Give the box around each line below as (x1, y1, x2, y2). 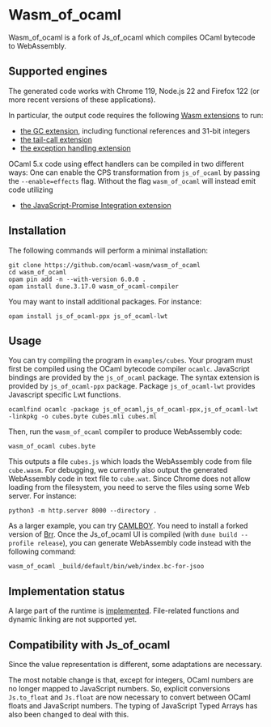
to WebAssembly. (8, 40, 67, 50)
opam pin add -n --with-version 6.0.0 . (8, 275, 147, 283)
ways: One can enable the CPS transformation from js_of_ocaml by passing (8, 168, 260, 177)
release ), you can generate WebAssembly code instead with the (37, 538, 252, 548)
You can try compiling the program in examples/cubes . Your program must (8, 355, 253, 365)
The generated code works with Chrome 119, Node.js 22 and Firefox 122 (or (8, 86, 260, 96)
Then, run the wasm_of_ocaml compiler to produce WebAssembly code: (8, 427, 243, 436)
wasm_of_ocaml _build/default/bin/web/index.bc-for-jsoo (8, 563, 205, 571)
